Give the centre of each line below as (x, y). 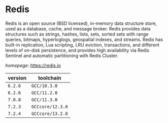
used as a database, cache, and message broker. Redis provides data (78, 28)
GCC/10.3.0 (44, 86)
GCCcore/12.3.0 (49, 107)
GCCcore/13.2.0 (49, 113)
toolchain (50, 78)
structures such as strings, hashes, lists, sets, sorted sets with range (77, 34)
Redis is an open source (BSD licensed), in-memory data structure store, (81, 23)
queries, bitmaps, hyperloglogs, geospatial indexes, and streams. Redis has (84, 39)
